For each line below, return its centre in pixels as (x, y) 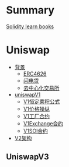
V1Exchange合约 (43, 123)
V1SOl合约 (36, 131)
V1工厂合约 (36, 116)
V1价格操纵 (36, 108)
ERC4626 (35, 73)
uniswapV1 (27, 94)
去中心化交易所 (41, 88)
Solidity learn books (30, 26)
